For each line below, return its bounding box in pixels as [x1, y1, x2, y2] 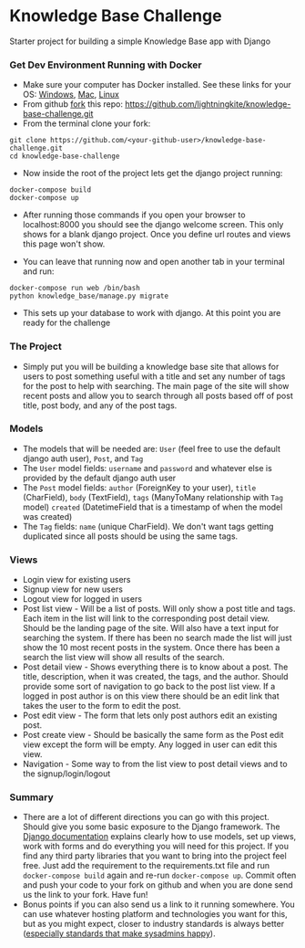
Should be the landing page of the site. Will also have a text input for [22, 623, 280, 634]
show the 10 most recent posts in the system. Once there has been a [22, 642, 280, 653]
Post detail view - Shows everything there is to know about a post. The [22, 661, 289, 672]
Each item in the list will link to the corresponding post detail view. [22, 613, 270, 624]
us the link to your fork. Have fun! [22, 890, 148, 901]
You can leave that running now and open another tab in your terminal [22, 257, 285, 268]
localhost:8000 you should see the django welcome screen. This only [22, 219, 284, 230]
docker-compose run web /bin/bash [9, 284, 141, 293]
